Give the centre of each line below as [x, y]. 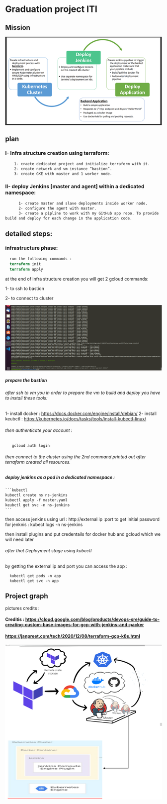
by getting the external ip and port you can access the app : [66, 566]
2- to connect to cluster [29, 298]
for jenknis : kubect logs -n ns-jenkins [44, 524]
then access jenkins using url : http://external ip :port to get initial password [83, 519]
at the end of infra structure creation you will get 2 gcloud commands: [77, 279]
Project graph [27, 596]
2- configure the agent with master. [57, 208]
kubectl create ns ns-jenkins [37, 495]
